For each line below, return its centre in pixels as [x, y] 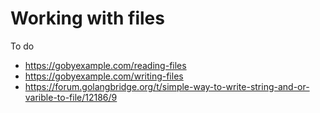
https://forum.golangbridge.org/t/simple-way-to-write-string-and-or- [167, 86]
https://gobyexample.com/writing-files [104, 76]
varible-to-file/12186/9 [71, 97]
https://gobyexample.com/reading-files [105, 65]
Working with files [87, 18]
